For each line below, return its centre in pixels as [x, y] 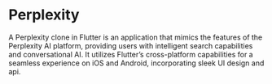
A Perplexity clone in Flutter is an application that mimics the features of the [136, 37]
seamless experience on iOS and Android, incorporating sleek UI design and [136, 63]
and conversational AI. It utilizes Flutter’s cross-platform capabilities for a [131, 54]
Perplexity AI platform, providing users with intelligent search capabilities [131, 45]
